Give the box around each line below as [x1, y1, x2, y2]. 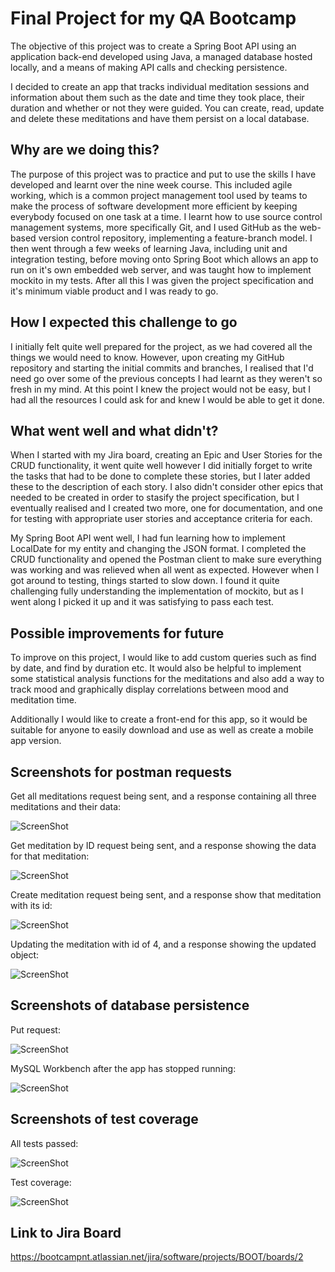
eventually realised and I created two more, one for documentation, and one [10, 502, 323, 514]
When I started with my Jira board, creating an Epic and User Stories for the [10, 449, 323, 461]
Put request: [10, 1023, 61, 1036]
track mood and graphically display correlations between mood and [10, 683, 289, 696]
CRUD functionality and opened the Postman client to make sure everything [10, 553, 322, 566]
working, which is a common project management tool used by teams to [10, 189, 308, 201]
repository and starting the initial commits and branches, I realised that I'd [10, 362, 314, 374]
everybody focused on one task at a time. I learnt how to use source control [10, 210, 323, 222]
